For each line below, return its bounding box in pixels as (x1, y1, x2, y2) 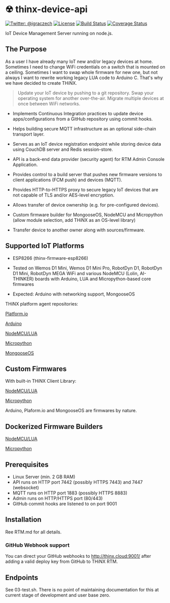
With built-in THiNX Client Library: (5, 378, 77, 384)
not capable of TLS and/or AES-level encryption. (12, 192, 115, 198)
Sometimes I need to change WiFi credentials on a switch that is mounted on (5, 63, 165, 70)
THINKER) (12, 276, 34, 282)
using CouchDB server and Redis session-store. (12, 146, 113, 152)
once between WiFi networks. (17, 100, 81, 107)
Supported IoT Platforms (5, 242, 85, 250)
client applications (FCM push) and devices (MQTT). (12, 177, 123, 183)
